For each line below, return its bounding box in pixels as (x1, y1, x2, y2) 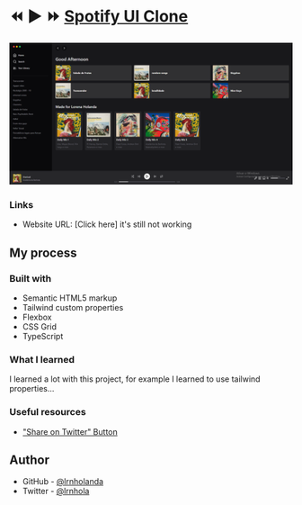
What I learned (9, 353, 75, 365)
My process (9, 245, 77, 260)
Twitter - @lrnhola (22, 486, 90, 497)
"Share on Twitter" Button (22, 426, 119, 437)
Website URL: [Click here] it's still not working (22, 219, 192, 230)
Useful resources (9, 406, 87, 419)
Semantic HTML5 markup (22, 293, 118, 303)
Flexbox (22, 311, 52, 322)
